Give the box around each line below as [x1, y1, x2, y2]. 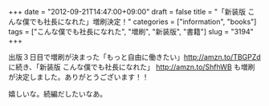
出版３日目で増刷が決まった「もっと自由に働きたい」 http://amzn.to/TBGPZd [8, 53, 261, 61]
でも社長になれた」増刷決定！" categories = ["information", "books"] [29, 17, 257, 26]
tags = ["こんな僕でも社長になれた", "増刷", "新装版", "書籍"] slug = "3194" [8, 27, 255, 36]
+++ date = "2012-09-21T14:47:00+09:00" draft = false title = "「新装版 [8, 7, 247, 16]
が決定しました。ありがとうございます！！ [8, 73, 149, 81]
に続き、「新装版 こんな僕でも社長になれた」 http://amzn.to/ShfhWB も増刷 [8, 62, 255, 72]
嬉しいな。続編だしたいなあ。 [8, 89, 107, 98]
